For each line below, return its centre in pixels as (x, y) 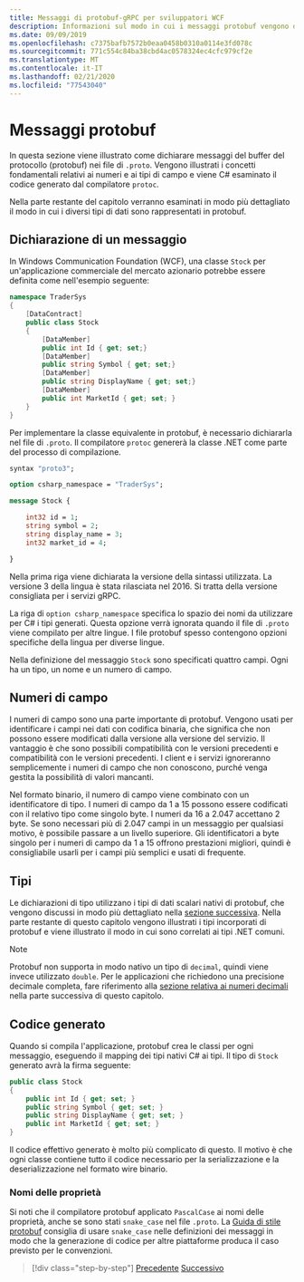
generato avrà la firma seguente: (70, 1065)
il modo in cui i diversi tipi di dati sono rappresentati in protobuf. (128, 211)
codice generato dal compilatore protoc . (85, 184)
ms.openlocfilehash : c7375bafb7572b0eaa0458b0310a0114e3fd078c (131, 43)
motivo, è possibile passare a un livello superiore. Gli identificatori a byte (144, 834)
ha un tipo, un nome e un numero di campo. (91, 669)
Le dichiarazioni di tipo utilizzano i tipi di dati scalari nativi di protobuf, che (147, 903)
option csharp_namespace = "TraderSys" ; (87, 485)
